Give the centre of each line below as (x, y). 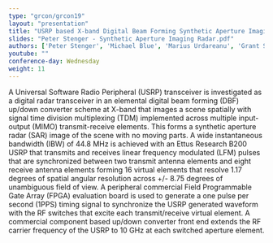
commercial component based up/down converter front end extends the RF (135, 221)
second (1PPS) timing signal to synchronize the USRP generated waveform (133, 204)
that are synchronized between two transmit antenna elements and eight (130, 161)
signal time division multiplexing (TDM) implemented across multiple (123, 118)
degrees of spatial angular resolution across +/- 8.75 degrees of (116, 178)
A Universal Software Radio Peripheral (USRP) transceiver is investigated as (135, 92)
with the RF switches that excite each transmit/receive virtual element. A (129, 213)
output (19, 126)
